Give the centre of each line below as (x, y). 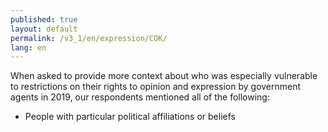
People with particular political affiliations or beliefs (130, 117)
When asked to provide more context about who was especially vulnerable (164, 76)
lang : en (28, 47)
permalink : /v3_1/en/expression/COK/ (89, 38)
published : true (44, 19)
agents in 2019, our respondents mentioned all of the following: (140, 97)
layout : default (44, 29)
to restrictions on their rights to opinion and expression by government (156, 87)
